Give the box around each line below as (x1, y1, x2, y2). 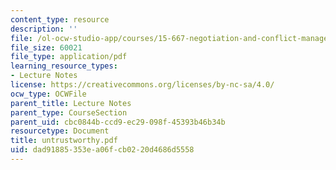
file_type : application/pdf (10, 52, 128, 62)
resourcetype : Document (10, 126, 110, 136)
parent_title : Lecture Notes (10, 98, 132, 108)
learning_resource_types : (10, 61, 118, 71)
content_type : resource (10, 14, 110, 25)
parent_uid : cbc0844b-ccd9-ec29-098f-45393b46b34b (10, 117, 226, 127)
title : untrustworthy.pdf (10, 136, 118, 146)
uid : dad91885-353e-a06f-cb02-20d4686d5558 (10, 145, 195, 155)
